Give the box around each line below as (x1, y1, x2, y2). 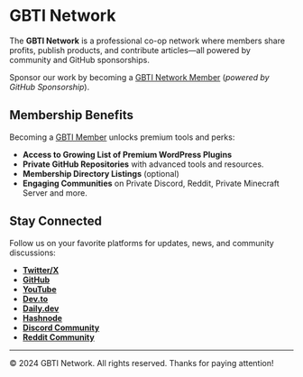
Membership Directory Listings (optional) (22, 168, 180, 179)
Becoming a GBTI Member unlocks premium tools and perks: (9, 132, 235, 143)
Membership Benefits (9, 107, 133, 123)
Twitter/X (22, 264, 60, 275)
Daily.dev (22, 303, 60, 314)
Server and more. (22, 187, 87, 198)
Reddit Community (22, 331, 95, 343)
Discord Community (22, 322, 100, 333)
